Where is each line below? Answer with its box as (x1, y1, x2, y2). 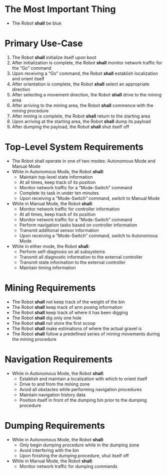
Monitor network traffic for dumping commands (19, 463, 118, 469)
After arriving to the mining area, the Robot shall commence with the (11, 102, 153, 108)
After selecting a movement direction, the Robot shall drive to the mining (11, 91, 162, 97)
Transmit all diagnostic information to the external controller (19, 254, 143, 260)
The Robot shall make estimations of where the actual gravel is (11, 325, 142, 331)
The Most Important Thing (4, 4, 116, 15)
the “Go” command (11, 65, 52, 71)
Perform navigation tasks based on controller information (19, 222, 137, 228)
